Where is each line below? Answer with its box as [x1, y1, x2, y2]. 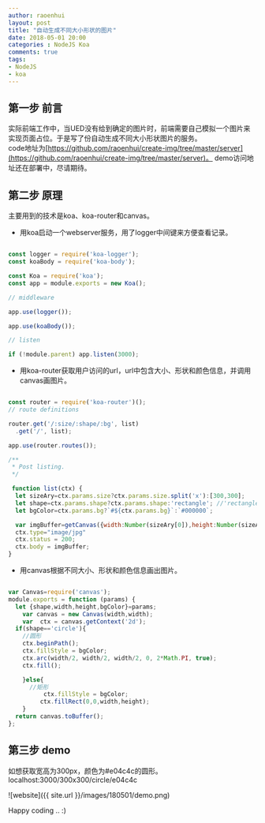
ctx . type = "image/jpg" [15, 528, 87, 537]
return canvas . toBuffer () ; [15, 713, 104, 720]
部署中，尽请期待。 [28, 163, 91, 173]
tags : [8, 56, 26, 64]
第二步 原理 [8, 189, 63, 202]
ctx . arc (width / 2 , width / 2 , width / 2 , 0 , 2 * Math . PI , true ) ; [22, 654, 217, 662]
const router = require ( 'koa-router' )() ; [8, 398, 147, 406]
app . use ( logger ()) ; [8, 308, 73, 316]
